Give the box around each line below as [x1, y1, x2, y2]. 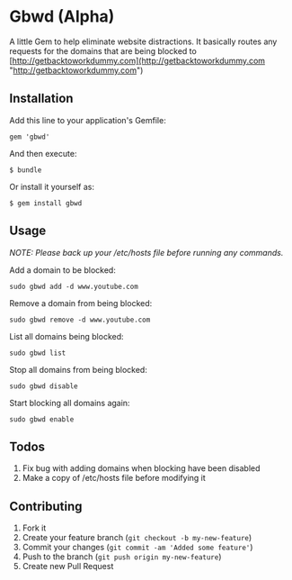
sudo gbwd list [9, 349, 66, 358]
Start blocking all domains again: [9, 397, 130, 408]
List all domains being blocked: [9, 331, 124, 341]
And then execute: [9, 148, 77, 159]
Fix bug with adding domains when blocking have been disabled [22, 463, 261, 474]
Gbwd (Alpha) [9, 6, 115, 27]
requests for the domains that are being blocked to [9, 45, 198, 56]
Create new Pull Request [22, 561, 114, 572]
